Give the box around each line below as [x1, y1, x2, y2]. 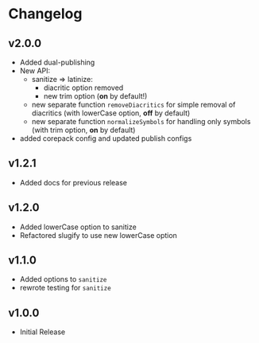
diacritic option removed [43, 83, 124, 92]
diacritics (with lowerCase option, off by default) [31, 108, 191, 118]
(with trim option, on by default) [31, 125, 136, 134]
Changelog [8, 5, 83, 23]
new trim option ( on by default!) [43, 92, 148, 100]
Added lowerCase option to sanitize [19, 222, 137, 232]
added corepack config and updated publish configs [19, 134, 192, 143]
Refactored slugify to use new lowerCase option [19, 230, 177, 240]
